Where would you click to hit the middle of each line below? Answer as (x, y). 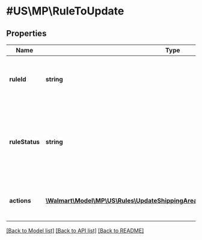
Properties (26, 33)
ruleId (18, 79)
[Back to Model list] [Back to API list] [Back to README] (75, 231)
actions (20, 201)
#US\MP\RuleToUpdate (65, 11)
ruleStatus (25, 142)
